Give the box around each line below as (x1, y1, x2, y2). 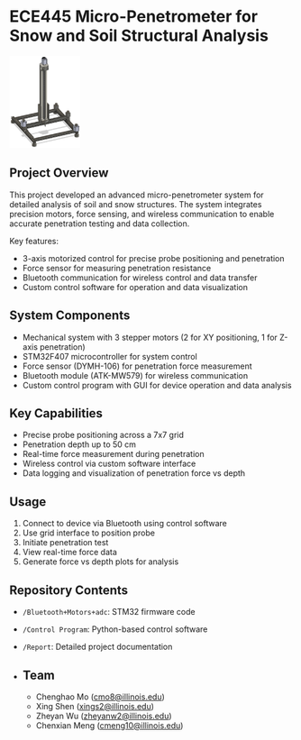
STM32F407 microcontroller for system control (22, 351, 198, 361)
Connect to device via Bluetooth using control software (22, 518, 227, 529)
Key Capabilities (9, 406, 104, 421)
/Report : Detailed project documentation (22, 642, 173, 653)
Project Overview (9, 165, 109, 181)
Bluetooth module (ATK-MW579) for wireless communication (22, 370, 249, 380)
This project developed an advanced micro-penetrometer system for (9, 189, 264, 200)
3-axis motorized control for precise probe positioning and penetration (22, 252, 286, 263)
